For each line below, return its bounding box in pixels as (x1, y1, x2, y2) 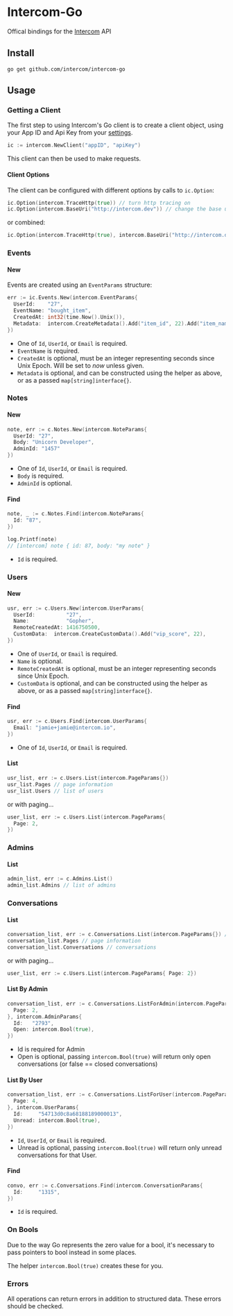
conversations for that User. (17, 1151, 97, 1159)
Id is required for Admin (17, 1045, 85, 1053)
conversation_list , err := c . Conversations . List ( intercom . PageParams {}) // (7, 931, 231, 938)
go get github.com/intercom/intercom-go (7, 65, 126, 73)
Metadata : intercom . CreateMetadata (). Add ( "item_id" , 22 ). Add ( (13, 320, 200, 327)
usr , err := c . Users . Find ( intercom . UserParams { (7, 718, 148, 725)
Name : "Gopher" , (13, 617, 95, 625)
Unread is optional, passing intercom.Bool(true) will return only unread (17, 1143, 222, 1151)
